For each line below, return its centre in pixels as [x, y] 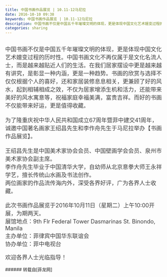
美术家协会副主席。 [30, 159]
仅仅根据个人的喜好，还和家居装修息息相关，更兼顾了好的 [81, 82]
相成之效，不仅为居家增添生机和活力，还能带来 [100, 90]
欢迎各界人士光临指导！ [36, 257]
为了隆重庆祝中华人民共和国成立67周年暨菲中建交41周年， [81, 120]
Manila [14, 228]
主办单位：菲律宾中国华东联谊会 [47, 236]
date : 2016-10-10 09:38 [30, 14]
